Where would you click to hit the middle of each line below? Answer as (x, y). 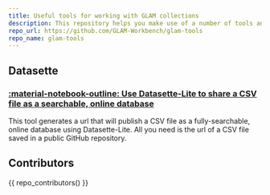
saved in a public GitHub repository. (67, 138)
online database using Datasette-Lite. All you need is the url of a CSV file (129, 129)
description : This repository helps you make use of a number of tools (131, 23)
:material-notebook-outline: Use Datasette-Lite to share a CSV (133, 93)
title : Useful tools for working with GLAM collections (104, 16)
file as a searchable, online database (81, 104)
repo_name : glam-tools (46, 38)
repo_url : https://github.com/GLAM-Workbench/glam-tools (106, 30)
